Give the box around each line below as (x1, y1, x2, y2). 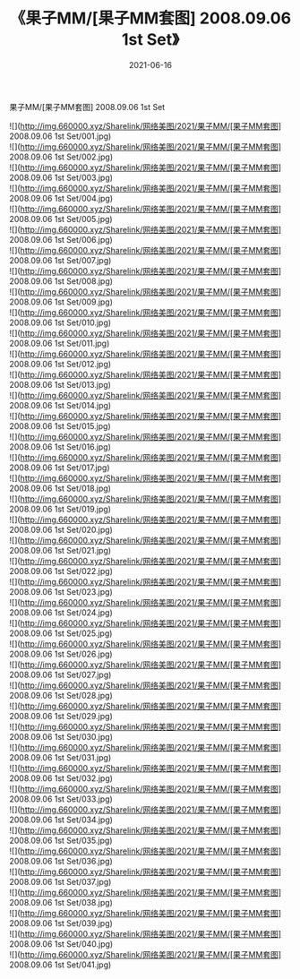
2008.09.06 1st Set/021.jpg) (9, 545, 112, 555)
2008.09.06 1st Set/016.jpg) (9, 441, 112, 452)
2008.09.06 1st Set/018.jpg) (9, 483, 112, 494)
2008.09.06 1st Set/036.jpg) (9, 855, 114, 866)
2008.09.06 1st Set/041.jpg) (9, 959, 112, 970)
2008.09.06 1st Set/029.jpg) (9, 710, 114, 721)
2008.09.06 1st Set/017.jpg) (9, 462, 110, 473)
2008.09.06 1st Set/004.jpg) (9, 193, 114, 203)
